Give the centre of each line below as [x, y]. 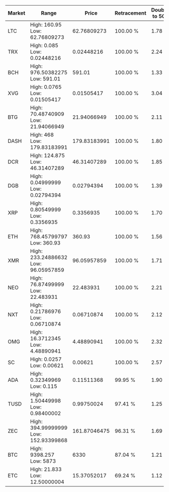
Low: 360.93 [45, 243]
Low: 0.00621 [47, 365]
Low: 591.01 [45, 79]
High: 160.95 [46, 25]
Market [17, 13]
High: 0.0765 [46, 87]
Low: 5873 [43, 461]
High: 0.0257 [46, 359]
